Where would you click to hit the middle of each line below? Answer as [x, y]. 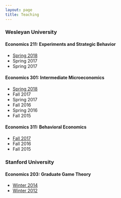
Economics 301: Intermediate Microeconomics [55, 78]
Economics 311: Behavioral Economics [46, 127]
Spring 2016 [25, 110]
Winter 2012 [25, 191]
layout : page [19, 10]
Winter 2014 [25, 185]
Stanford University [30, 162]
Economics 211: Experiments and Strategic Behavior [60, 44]
